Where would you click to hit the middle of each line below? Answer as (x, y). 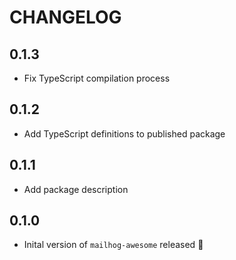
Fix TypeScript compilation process (97, 78)
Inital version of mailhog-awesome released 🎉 (113, 245)
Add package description (76, 189)
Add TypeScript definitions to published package (124, 133)
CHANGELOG (65, 17)
